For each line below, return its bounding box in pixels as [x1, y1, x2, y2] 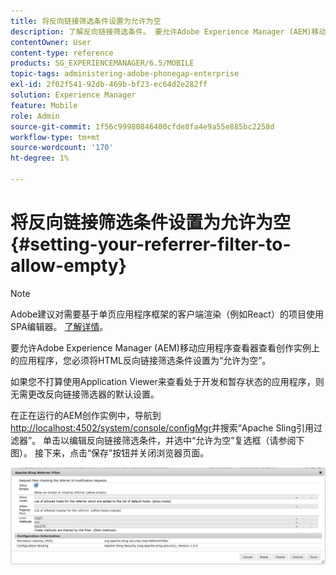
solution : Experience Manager [10, 90, 137, 100]
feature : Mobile [10, 100, 78, 110]
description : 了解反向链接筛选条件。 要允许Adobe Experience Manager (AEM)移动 [10, 26, 327, 37]
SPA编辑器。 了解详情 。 [10, 320, 109, 332]
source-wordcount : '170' [10, 143, 114, 153]
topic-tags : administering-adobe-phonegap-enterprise [10, 69, 240, 79]
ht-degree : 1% [10, 153, 70, 164]
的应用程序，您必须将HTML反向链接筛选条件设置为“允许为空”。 [10, 354, 272, 366]
